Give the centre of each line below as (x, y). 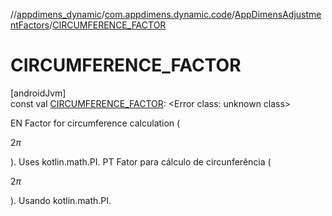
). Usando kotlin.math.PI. (61, 200)
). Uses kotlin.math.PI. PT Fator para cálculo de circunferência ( (141, 161)
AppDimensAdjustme (278, 14)
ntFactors (30, 25)
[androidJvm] (38, 93)
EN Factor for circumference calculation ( (95, 123)
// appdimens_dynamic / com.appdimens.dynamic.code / (122, 14)
